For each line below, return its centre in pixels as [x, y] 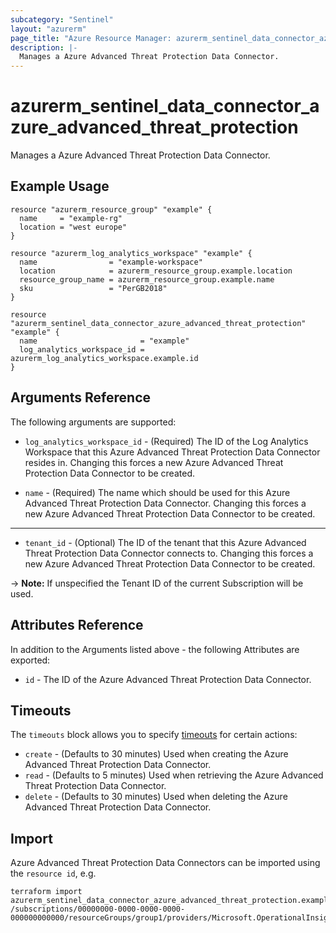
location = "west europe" [73, 227]
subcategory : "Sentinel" [62, 19]
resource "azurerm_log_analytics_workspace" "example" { [131, 253]
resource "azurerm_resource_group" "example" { [111, 209]
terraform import [46, 892]
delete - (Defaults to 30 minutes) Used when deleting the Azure [156, 797]
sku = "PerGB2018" [93, 288]
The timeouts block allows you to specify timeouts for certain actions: [154, 735]
